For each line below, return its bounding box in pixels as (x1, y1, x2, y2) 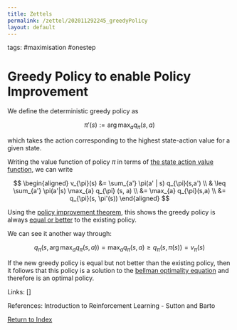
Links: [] (7, 287, 31, 296)
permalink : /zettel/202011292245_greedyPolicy (7, 17, 148, 24)
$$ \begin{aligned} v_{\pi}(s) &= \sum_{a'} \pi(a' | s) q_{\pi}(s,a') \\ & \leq (13, 179, 226, 187)
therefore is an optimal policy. (7, 274, 95, 282)
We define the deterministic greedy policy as (7, 107, 139, 115)
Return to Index (7, 315, 53, 324)
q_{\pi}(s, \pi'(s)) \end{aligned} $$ (69, 194, 170, 203)
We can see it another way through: (7, 230, 112, 238)
